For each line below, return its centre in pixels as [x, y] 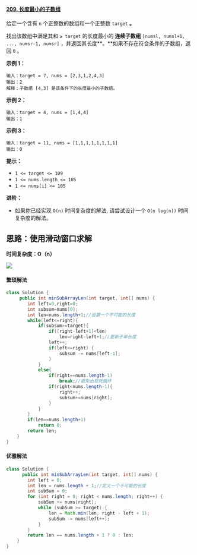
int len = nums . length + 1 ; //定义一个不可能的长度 [87, 485]
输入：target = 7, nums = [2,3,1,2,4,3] [55, 76]
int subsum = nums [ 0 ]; [53, 309]
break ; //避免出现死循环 [85, 381]
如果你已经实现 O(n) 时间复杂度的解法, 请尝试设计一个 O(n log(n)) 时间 [101, 210]
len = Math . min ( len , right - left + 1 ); [99, 513]
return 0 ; [50, 425]
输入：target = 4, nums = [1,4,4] [47, 113]
